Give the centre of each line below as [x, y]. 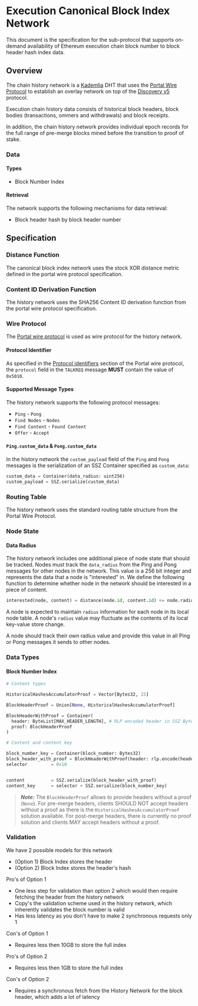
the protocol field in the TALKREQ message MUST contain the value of [90, 369]
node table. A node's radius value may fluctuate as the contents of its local [97, 618]
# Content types [26, 684]
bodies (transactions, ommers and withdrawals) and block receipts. [88, 115]
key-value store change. [35, 624]
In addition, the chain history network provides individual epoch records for [98, 126]
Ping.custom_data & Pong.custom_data [52, 446]
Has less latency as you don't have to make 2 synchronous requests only [103, 916]
